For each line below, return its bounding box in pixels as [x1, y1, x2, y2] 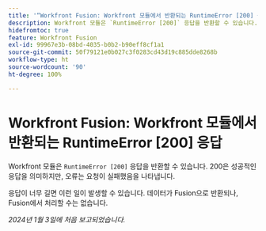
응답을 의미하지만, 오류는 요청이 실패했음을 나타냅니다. [8, 171, 176, 180]
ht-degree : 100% [8, 70, 62, 78]
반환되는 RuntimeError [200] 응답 [8, 134, 223, 151]
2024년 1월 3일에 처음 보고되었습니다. [8, 214, 126, 224]
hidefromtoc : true [8, 26, 69, 34]
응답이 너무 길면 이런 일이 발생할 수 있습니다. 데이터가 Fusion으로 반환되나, [8, 187, 239, 198]
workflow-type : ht [8, 56, 69, 64]
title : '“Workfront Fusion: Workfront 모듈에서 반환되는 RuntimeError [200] [8, 11, 254, 20]
